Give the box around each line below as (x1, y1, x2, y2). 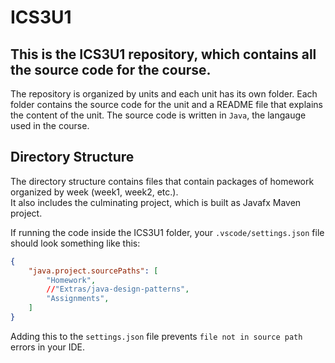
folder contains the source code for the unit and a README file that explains (10, 99, 323, 110)
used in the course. (10, 120, 90, 131)
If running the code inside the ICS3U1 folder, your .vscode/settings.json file (10, 226, 325, 238)
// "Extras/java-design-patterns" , (46, 284, 190, 295)
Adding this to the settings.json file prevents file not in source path (10, 330, 303, 342)
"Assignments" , (46, 294, 110, 304)
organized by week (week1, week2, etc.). (10, 186, 179, 198)
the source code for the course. (10, 61, 212, 78)
